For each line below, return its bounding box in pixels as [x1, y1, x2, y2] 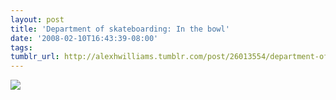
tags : [10, 42, 33, 53]
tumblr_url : [10, 52, 60, 62]
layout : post [10, 14, 65, 25]
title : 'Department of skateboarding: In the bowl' [10, 24, 230, 34]
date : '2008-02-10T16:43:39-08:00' [10, 33, 159, 43]
